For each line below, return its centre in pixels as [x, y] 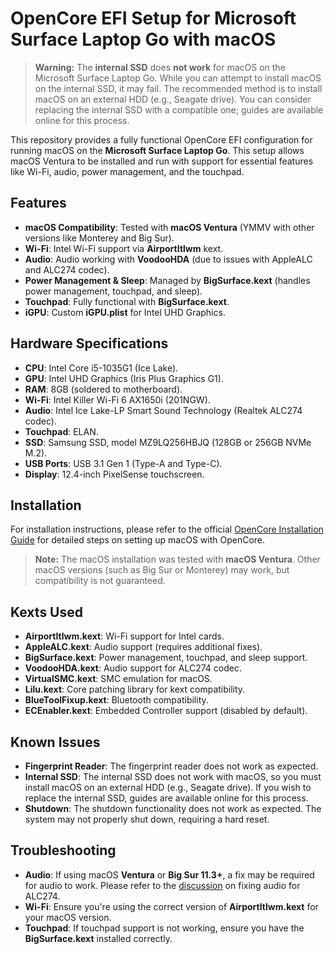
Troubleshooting [63, 850]
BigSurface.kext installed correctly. [98, 938]
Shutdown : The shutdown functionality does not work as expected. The [173, 808]
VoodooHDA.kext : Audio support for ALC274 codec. [133, 668]
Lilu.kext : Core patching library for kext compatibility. [135, 689]
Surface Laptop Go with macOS [143, 39]
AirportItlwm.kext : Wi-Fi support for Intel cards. [124, 636]
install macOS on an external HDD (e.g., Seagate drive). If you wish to [168, 787]
